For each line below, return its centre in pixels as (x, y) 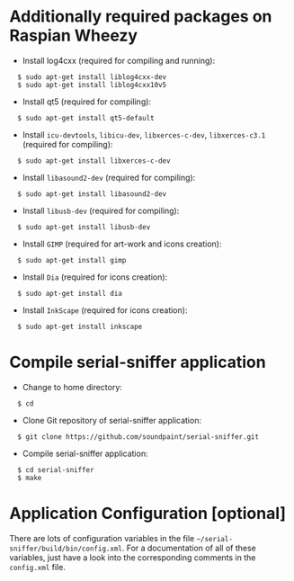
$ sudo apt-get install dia (70, 293)
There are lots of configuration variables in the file (102, 538)
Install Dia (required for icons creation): (95, 277)
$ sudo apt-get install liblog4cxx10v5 (92, 85)
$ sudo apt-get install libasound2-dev (92, 194)
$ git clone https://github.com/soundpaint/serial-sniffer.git (138, 437)
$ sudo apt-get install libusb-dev (84, 227)
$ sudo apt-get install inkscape (80, 326)
